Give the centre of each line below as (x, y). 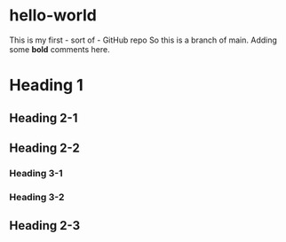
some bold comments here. (60, 49)
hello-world (53, 16)
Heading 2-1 (44, 117)
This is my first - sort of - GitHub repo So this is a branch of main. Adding (143, 40)
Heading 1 (47, 86)
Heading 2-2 (44, 148)
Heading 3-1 (36, 173)
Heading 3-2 (37, 197)
